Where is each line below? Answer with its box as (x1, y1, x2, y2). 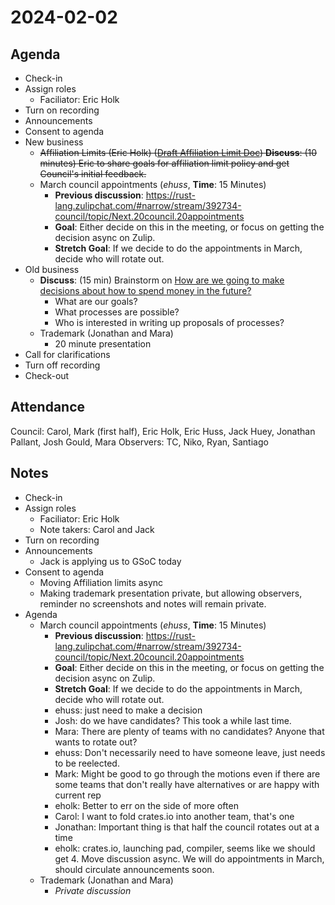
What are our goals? (54, 296, 138, 307)
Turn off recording (24, 359, 101, 371)
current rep (54, 789, 102, 801)
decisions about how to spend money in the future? (39, 285, 252, 296)
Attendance (10, 399, 86, 416)
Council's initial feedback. (39, 168, 147, 180)
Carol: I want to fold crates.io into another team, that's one (54, 810, 295, 822)
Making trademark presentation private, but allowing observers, (39, 587, 303, 599)
